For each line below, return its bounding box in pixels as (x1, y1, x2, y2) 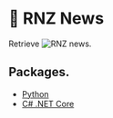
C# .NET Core (21, 98, 75, 109)
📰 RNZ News (8, 8, 105, 29)
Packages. (8, 64, 70, 80)
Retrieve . (8, 38, 92, 49)
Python (21, 88, 49, 99)
